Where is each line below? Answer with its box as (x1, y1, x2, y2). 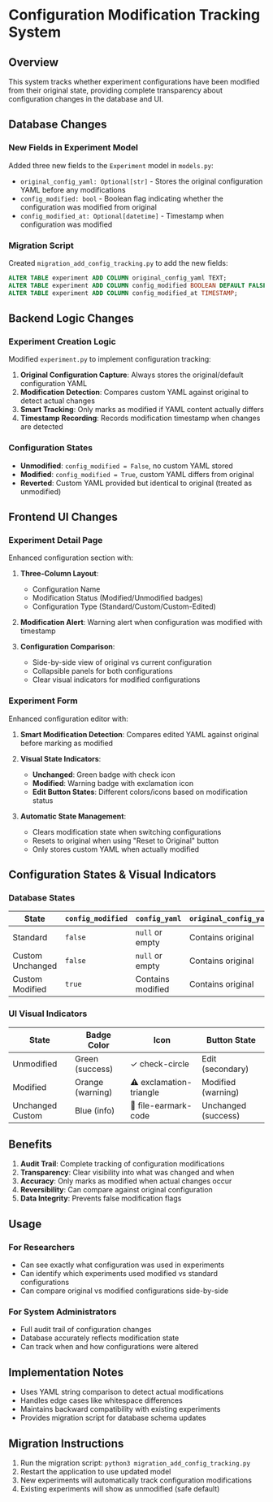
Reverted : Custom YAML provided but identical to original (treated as (19, 478, 253, 488)
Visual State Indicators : (19, 753, 102, 763)
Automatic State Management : (19, 811, 127, 821)
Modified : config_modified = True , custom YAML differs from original (19, 469, 254, 479)
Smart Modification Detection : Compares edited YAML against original (19, 729, 259, 739)
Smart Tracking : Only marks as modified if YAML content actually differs (19, 405, 264, 415)
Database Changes (8, 118, 107, 132)
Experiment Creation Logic (8, 336, 116, 347)
